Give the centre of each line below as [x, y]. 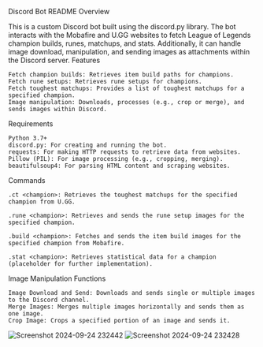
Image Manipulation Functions [57, 278]
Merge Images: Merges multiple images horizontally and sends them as [126, 307]
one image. [26, 314]
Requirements [31, 124]
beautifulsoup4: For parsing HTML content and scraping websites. [119, 166]
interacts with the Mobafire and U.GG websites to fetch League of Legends [130, 35]
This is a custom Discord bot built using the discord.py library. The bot [122, 26]
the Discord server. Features [54, 60]
